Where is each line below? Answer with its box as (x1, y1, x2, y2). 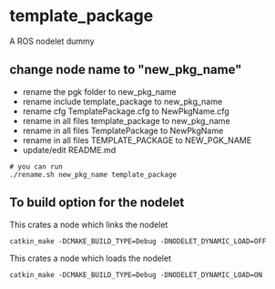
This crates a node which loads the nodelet (9, 253, 171, 263)
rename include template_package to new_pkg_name (22, 96, 223, 107)
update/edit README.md (22, 144, 117, 155)
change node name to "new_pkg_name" (9, 62, 242, 77)
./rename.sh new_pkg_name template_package (9, 170, 178, 179)
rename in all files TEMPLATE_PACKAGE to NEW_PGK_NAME (22, 134, 252, 146)
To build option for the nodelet (9, 195, 185, 211)
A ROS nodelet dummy (9, 36, 95, 46)
